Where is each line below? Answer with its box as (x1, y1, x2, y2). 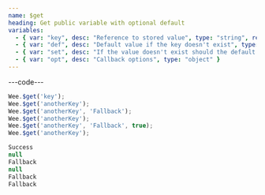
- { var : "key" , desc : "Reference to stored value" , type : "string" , (15, 33, 249, 42)
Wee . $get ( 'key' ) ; (8, 92, 65, 100)
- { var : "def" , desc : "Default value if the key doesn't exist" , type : (15, 41, 259, 49)
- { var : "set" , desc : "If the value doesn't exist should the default (15, 48, 256, 56)
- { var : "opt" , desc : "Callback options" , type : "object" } (15, 56, 221, 64)
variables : (8, 26, 44, 34)
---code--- (8, 77, 44, 87)
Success (8, 144, 34, 152)
